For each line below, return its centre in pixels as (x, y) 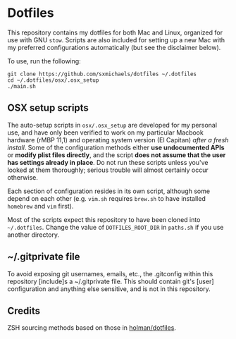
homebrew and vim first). (41, 206)
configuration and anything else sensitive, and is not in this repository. (109, 289)
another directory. (33, 235)
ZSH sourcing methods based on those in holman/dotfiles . (92, 328)
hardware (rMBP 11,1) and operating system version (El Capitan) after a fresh (118, 140)
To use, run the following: (44, 61)
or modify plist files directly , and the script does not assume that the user (117, 155)
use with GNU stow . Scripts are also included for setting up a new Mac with (116, 39)
